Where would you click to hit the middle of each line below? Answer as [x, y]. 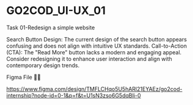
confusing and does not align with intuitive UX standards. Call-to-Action [97, 46]
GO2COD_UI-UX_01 [56, 11]
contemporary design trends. [43, 65]
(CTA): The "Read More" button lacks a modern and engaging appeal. [94, 52]
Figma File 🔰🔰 [24, 77]
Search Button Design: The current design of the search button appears [97, 39]
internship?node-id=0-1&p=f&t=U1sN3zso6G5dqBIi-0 [74, 95]
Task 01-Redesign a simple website [51, 27]
